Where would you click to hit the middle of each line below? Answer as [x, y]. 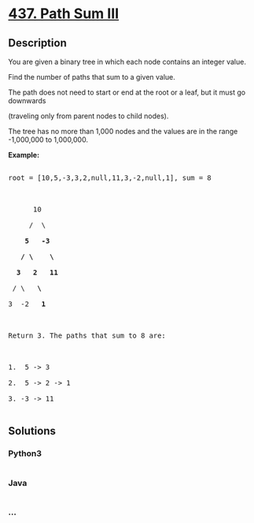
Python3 [25, 454]
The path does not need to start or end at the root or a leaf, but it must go [127, 92]
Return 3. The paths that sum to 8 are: [87, 336]
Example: [24, 155]
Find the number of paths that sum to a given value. [92, 77]
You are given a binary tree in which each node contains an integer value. [127, 62]
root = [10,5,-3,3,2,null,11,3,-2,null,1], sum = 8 [110, 178]
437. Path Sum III [64, 14]
